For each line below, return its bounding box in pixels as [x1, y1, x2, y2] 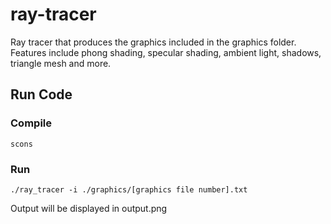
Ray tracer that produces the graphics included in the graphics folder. [10, 36, 297, 48]
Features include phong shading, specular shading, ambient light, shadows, [10, 46, 322, 58]
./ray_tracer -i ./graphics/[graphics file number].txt [10, 184, 248, 195]
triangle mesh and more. [10, 57, 112, 69]
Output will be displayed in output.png [10, 202, 168, 214]
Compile [10, 116, 52, 130]
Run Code [10, 86, 73, 103]
